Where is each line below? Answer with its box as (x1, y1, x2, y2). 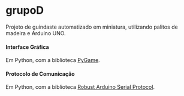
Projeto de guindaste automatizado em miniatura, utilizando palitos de (5, 23, 178, 30)
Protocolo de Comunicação (5, 70, 76, 78)
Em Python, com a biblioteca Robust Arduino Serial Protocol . (5, 83, 155, 91)
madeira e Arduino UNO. (5, 29, 67, 36)
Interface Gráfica (5, 43, 49, 51)
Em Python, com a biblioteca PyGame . (5, 57, 100, 64)
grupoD (5, 4, 44, 17)
